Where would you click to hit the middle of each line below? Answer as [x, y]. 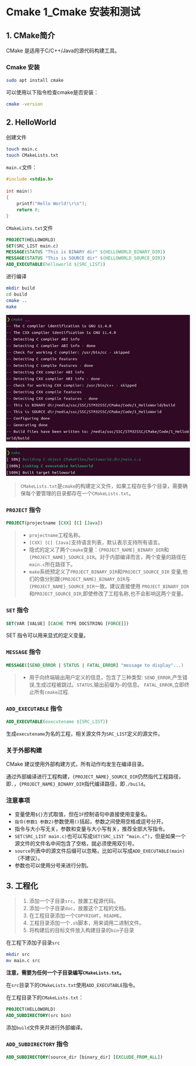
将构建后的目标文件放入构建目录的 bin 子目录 [82, 930]
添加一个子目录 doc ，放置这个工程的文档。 [79, 909]
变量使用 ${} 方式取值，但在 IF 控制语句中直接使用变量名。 [82, 814]
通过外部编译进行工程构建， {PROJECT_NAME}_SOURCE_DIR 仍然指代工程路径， [95, 777]
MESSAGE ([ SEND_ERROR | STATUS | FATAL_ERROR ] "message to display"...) [95, 665]
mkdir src [18, 955]
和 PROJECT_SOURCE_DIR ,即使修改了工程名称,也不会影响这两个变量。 [108, 594]
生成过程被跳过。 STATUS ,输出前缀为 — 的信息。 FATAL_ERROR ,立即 [110, 684]
